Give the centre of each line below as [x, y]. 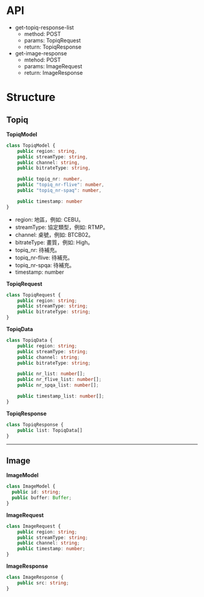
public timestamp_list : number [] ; [61, 396]
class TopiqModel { [31, 145]
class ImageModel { [31, 487]
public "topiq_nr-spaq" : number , [59, 190]
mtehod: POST [42, 60]
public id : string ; [36, 492]
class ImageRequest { [34, 526]
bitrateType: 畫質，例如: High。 [54, 242]
